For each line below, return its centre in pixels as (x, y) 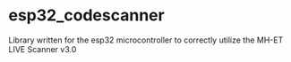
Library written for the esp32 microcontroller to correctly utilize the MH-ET (146, 40)
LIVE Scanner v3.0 (43, 49)
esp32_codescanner (86, 15)
